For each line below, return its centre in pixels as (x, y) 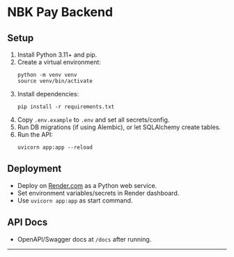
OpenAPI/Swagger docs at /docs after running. (84, 239)
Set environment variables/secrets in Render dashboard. (98, 193)
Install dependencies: (48, 94)
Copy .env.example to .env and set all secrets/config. (93, 120)
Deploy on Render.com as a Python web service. (87, 185)
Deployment (34, 169)
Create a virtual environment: (59, 62)
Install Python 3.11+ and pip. (57, 54)
